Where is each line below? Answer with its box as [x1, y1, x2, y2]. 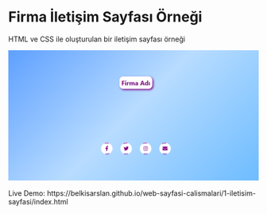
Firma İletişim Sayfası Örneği [8, 8, 203, 26]
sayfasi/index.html [8, 197, 69, 207]
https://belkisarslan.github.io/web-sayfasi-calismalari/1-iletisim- [46, 189, 257, 198]
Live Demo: [8, 189, 45, 198]
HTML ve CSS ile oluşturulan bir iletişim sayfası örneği [8, 34, 185, 44]
